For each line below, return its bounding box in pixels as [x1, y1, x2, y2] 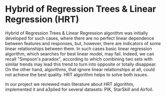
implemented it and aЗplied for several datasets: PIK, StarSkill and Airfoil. [5, 86, 154, 92]
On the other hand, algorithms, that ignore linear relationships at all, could [5, 66, 155, 72]
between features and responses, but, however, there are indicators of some [5, 40, 161, 46]
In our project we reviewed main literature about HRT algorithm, [5, 81, 134, 87]
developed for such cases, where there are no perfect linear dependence [5, 35, 155, 41]
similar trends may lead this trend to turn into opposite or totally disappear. [5, 61, 157, 67]
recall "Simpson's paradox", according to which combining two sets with [5, 56, 153, 62]
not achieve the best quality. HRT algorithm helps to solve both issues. [5, 72, 149, 77]
